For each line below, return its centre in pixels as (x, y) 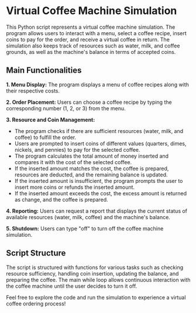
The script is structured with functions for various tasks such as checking (95, 267)
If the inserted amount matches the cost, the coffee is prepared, (92, 168)
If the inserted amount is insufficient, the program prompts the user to (99, 181)
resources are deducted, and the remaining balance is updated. (91, 175)
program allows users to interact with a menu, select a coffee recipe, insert (97, 33)
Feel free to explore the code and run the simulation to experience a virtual (96, 297)
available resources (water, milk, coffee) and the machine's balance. (88, 217)
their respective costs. (33, 91)
